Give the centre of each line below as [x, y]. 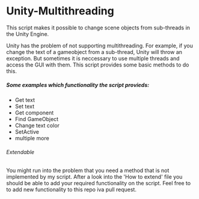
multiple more [32, 138]
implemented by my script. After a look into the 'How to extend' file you [94, 177]
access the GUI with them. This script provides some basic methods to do [98, 65]
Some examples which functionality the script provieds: [78, 85]
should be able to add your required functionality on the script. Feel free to [99, 183]
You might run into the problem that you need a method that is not [88, 171]
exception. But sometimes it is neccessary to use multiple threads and [93, 58]
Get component [34, 113]
